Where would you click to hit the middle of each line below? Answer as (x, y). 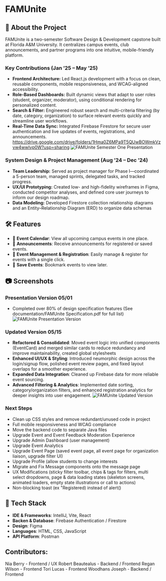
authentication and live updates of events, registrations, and (74, 131)
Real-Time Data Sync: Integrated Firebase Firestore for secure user (82, 126)
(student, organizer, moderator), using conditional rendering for (77, 100)
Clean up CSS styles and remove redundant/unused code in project (81, 419)
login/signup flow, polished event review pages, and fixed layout (78, 364)
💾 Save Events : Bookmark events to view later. (60, 265)
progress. (22, 182)
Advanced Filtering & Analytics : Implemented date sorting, (73, 385)
